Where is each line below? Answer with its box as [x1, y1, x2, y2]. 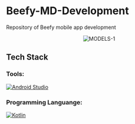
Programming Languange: [6, 98, 83, 106]
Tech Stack [6, 52, 48, 63]
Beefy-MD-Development [6, 4, 129, 18]
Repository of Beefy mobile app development [6, 24, 116, 31]
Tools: [6, 70, 25, 78]
